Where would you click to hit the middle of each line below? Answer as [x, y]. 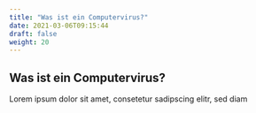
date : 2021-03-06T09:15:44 [59, 26]
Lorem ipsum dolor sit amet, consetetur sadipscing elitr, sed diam [128, 99]
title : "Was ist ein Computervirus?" [79, 17]
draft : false [33, 34]
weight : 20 [29, 42]
